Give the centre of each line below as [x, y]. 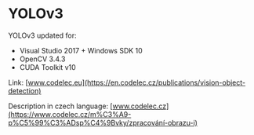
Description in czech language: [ [60, 106]
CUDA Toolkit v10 [47, 67]
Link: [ [18, 82]
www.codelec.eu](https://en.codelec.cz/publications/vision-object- [137, 82]
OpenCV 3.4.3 [42, 59]
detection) [25, 90]
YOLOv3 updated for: [42, 35]
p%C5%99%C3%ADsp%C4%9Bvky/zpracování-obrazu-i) [103, 122]
